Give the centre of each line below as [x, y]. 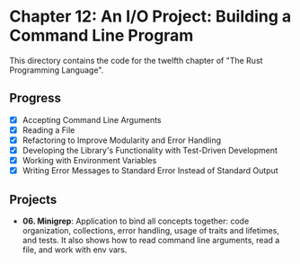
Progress [35, 98]
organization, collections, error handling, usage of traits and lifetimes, [151, 230]
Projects [33, 199]
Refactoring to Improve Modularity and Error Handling [122, 140]
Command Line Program [101, 35]
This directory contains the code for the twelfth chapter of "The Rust [136, 60]
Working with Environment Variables [89, 160]
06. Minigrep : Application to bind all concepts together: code [136, 221]
